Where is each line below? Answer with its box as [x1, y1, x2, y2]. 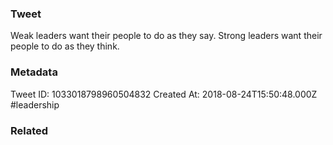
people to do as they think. [10, 40, 120, 52]
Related [10, 123, 49, 137]
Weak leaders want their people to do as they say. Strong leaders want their [10, 30, 323, 42]
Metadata [10, 65, 58, 79]
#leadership [10, 98, 60, 111]
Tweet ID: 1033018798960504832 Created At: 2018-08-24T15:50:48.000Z [10, 88, 318, 100]
